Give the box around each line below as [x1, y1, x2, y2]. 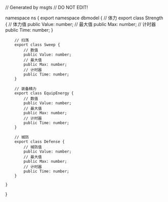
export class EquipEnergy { [14, 91, 74, 96]
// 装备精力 [14, 86, 37, 91]
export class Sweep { [14, 42, 60, 47]
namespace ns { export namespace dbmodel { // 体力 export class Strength [5, 15, 163, 21]
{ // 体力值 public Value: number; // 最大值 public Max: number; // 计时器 [5, 21, 156, 27]
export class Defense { [14, 139, 65, 144]
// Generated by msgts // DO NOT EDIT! [5, 5, 88, 10]
